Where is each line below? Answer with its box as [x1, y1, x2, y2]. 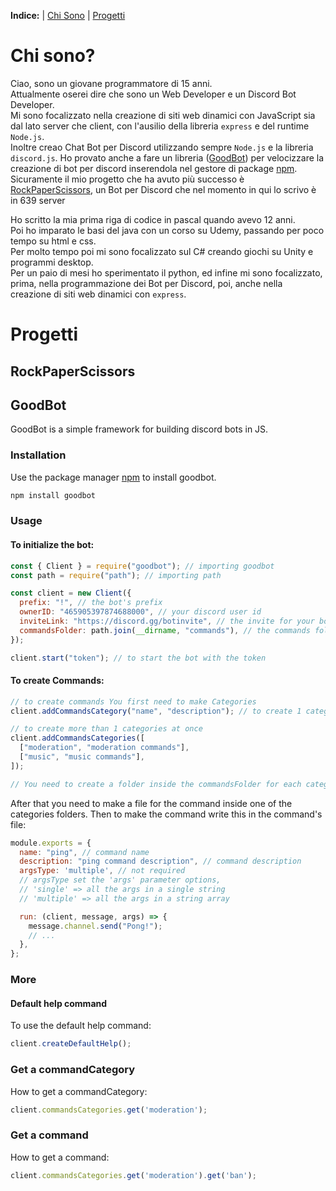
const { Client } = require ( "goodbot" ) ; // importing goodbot [10, 561, 275, 571]
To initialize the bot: [10, 539, 95, 551]
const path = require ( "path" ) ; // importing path [10, 570, 222, 580]
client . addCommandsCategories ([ [10, 733, 145, 744]
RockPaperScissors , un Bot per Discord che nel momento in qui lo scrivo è [10, 183, 317, 195]
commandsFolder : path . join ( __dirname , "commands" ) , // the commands [19, 625, 311, 635]
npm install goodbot [10, 490, 97, 500]
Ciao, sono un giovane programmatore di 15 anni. [10, 77, 213, 89]
